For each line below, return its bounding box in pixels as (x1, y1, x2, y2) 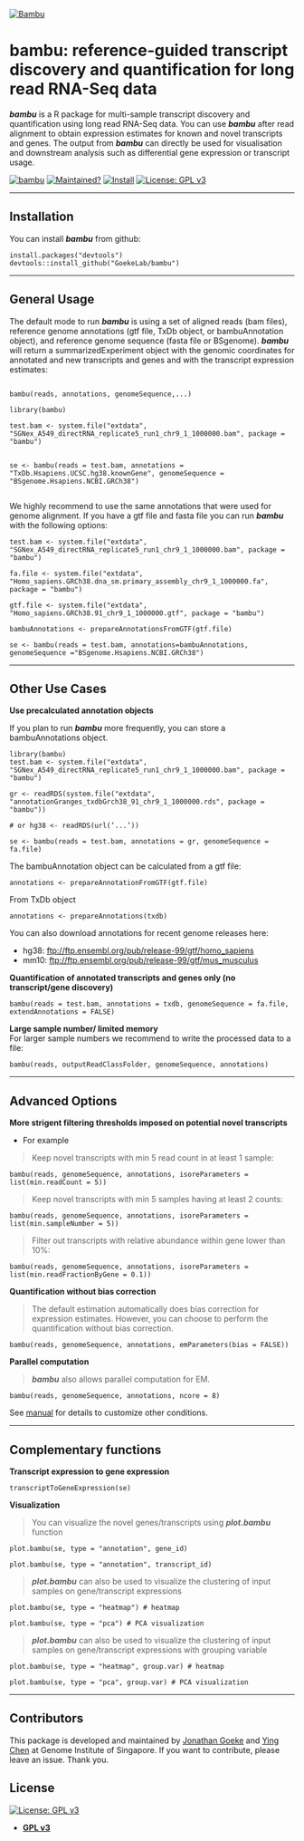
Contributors (9, 1711, 84, 1726)
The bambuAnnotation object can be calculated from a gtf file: (9, 861, 242, 872)
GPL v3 (22, 1822, 52, 1833)
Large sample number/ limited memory (9, 1024, 158, 1035)
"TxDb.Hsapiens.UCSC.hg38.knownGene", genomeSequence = (9, 468, 224, 477)
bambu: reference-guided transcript (9, 41, 288, 61)
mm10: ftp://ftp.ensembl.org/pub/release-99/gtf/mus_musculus (22, 955, 259, 966)
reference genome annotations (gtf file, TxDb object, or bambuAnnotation (9, 325, 284, 336)
